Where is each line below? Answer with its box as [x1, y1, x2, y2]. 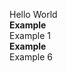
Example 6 [9, 51, 53, 63]
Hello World [9, 9, 58, 20]
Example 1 [9, 30, 51, 41]
